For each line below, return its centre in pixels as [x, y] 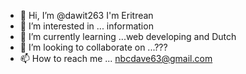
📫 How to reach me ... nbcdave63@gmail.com [116, 58]
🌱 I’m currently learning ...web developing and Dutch [128, 36]
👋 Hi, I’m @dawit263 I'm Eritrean [86, 15]
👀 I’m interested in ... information [86, 26]
